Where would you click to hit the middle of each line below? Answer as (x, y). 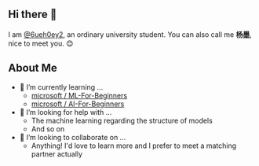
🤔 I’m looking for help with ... (66, 112)
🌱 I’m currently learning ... (61, 87)
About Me (33, 68)
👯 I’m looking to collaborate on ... (73, 137)
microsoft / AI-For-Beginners (78, 104)
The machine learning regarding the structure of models (122, 120)
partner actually (57, 153)
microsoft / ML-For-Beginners (79, 95)
